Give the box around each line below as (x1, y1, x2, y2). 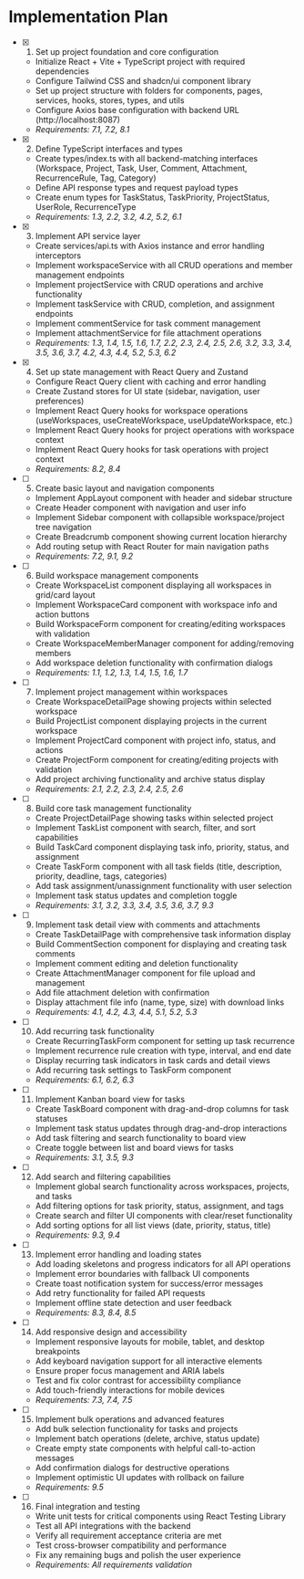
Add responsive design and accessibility (35, 1326, 187, 1337)
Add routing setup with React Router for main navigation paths (35, 540, 269, 551)
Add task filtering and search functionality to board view (35, 1132, 247, 1143)
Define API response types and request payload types (35, 182, 238, 193)
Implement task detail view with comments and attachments (35, 919, 261, 930)
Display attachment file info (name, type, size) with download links (35, 997, 285, 1008)
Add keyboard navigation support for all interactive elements (35, 1355, 263, 1366)
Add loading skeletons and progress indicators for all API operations (35, 1258, 291, 1270)
